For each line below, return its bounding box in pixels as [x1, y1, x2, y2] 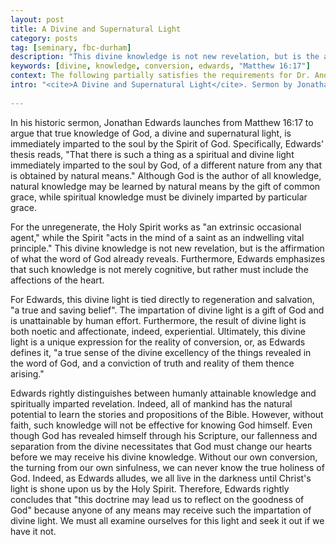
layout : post [10, 14, 65, 25]
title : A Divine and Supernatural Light [10, 24, 182, 34]
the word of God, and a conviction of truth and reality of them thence [10, 357, 295, 369]
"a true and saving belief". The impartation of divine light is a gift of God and [10, 304, 325, 316]
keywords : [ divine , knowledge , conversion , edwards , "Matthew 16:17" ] [10, 61, 311, 71]
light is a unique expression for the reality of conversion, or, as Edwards [10, 336, 306, 348]
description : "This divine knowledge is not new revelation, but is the [10, 52, 320, 62]
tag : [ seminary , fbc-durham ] [10, 42, 132, 53]
